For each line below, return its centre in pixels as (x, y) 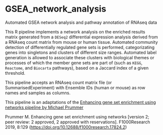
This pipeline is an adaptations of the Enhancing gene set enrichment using (81, 102)
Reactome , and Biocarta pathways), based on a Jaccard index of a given (77, 68)
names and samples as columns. (38, 93)
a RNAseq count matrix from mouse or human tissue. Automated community (81, 42)
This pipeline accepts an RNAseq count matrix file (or (58, 82)
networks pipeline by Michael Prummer (44, 107)
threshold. (15, 73)
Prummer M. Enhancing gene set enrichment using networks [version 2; (77, 117)
